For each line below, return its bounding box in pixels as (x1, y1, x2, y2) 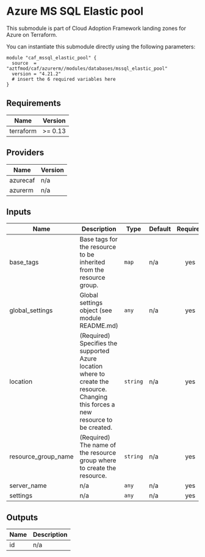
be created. (79, 424, 113, 432)
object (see (79, 306, 112, 315)
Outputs (6, 512, 38, 523)
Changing (79, 393, 108, 402)
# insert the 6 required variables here (12, 76, 116, 82)
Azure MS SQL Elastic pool (6, 4, 144, 18)
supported (79, 347, 110, 356)
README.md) (79, 321, 119, 330)
